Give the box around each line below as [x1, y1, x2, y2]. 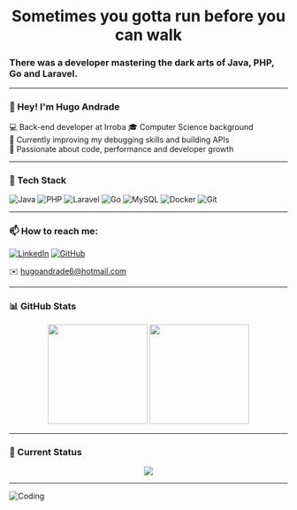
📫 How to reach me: [9, 225, 99, 237]
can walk [114, 25, 183, 45]
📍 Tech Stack [9, 174, 67, 186]
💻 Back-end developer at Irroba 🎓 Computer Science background [9, 121, 254, 132]
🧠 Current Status [9, 445, 82, 458]
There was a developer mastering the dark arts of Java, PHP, [9, 57, 275, 69]
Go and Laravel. [9, 68, 78, 80]
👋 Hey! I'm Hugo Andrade [9, 101, 120, 113]
